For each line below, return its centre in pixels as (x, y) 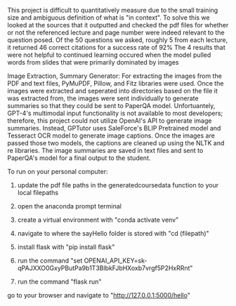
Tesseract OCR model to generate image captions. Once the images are (111, 135)
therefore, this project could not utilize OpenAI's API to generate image (110, 121)
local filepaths (38, 193)
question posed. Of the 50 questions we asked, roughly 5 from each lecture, (118, 40)
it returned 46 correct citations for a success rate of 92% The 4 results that (117, 47)
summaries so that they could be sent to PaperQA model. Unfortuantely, (111, 106)
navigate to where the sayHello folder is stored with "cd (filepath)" (113, 233)
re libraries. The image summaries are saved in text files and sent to (105, 151)
